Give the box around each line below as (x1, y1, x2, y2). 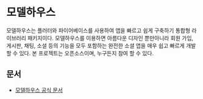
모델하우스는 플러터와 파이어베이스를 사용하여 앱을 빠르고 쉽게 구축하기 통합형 (6, 27, 191, 34)
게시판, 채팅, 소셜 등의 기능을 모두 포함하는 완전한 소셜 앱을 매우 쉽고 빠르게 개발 (6, 42, 196, 49)
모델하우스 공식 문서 (15, 86, 63, 94)
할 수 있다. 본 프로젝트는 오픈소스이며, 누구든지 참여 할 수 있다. (6, 49, 154, 56)
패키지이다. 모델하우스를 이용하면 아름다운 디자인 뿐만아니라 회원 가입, (27, 34, 194, 41)
